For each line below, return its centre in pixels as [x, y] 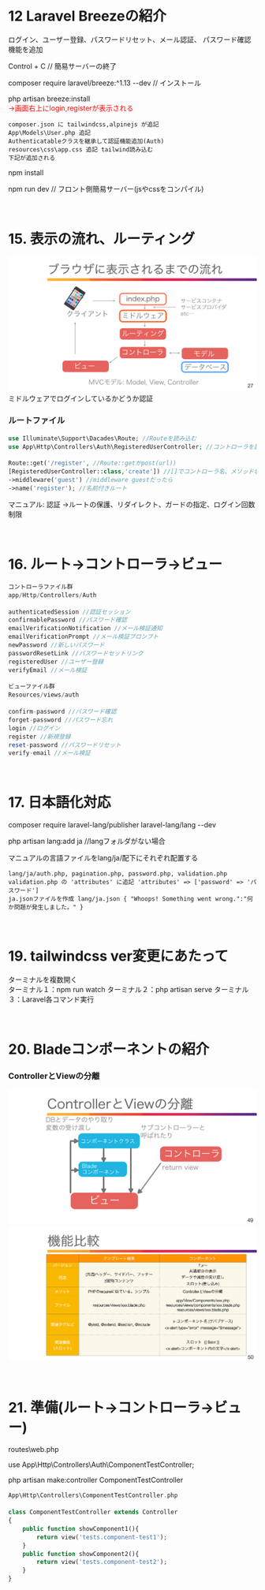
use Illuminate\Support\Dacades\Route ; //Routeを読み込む [103, 439]
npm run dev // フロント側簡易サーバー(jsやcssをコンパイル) [106, 188]
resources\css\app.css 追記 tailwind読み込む [81, 149]
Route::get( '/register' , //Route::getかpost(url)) [93, 463]
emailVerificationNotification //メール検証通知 [86, 629]
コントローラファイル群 [41, 587]
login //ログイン [34, 728]
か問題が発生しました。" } [46, 908]
